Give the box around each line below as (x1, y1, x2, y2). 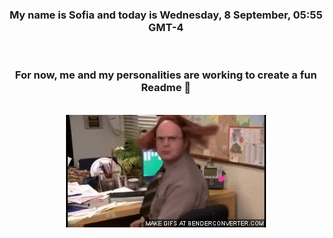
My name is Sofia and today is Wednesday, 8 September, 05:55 (9, 8, 323, 22)
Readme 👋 (141, 81, 191, 95)
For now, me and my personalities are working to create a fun (14, 68, 318, 82)
